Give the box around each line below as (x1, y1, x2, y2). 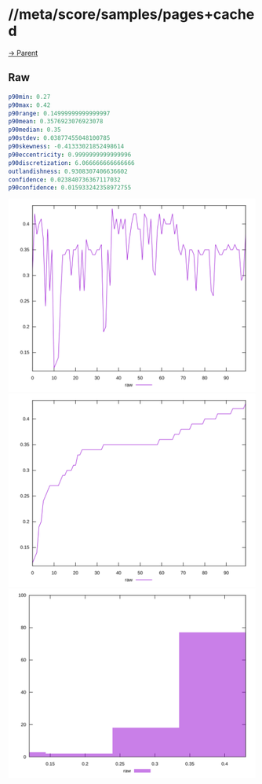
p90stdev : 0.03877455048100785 (8, 134, 111, 142)
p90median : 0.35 (8, 126, 61, 134)
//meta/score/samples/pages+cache (8, 5, 255, 24)
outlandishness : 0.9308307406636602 (8, 167, 128, 175)
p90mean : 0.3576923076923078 (8, 118, 104, 126)
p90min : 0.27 (8, 93, 51, 101)
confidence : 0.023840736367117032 (8, 175, 122, 184)
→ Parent (8, 48, 38, 57)
